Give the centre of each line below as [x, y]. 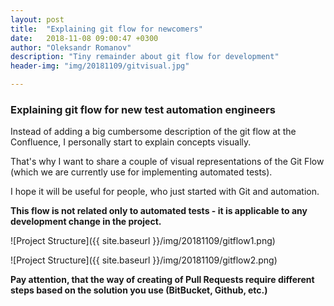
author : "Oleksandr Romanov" [71, 47]
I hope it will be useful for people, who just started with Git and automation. [165, 192]
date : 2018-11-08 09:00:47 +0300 [84, 38]
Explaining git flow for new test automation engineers [143, 109]
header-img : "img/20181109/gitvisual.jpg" [100, 66]
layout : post [37, 19]
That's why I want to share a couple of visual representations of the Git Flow [167, 162]
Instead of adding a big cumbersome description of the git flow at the [153, 132]
